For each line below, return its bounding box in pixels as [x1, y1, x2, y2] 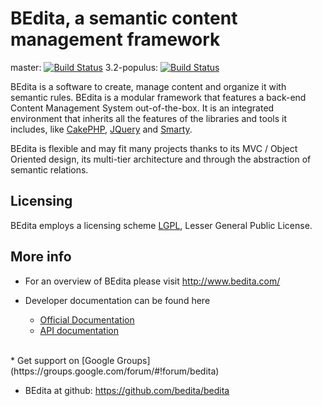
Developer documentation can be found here [24, 294, 211, 306]
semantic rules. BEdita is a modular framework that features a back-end [10, 91, 307, 103]
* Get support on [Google [10, 354, 115, 366]
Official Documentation [39, 313, 135, 326]
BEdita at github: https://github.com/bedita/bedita [24, 384, 230, 396]
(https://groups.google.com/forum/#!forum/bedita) [10, 365, 220, 377]
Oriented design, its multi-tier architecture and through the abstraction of [10, 153, 312, 165]
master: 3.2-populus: [10, 61, 159, 73]
